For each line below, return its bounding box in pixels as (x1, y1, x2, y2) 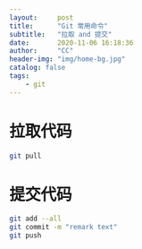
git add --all (9, 214, 63, 224)
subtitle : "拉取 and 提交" (9, 30, 113, 39)
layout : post (9, 13, 74, 22)
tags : (9, 72, 29, 81)
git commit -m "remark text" (9, 223, 118, 232)
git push (9, 231, 42, 240)
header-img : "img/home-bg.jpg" (9, 55, 126, 64)
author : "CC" (9, 47, 74, 56)
